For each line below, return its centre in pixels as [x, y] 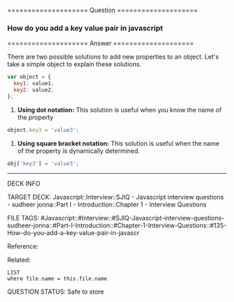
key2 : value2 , [34, 90]
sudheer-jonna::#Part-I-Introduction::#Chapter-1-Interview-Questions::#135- [117, 225]
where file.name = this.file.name [57, 278]
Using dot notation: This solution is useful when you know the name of [119, 110]
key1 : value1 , [34, 84]
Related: [19, 259]
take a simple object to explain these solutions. [74, 64]
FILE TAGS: [23, 218]
